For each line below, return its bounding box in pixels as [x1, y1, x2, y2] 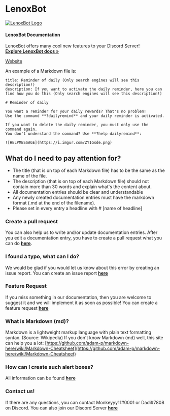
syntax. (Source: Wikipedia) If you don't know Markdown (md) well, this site [5, 335, 163, 341]
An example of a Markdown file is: [5, 68, 77, 74]
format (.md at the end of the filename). [12, 199, 95, 206]
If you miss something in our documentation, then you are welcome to [5, 294, 152, 300]
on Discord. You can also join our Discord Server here [5, 405, 118, 411]
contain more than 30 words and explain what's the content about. [12, 184, 152, 190]
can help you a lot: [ [5, 340, 47, 346]
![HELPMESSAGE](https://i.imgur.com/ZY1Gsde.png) [5, 140, 113, 145]
